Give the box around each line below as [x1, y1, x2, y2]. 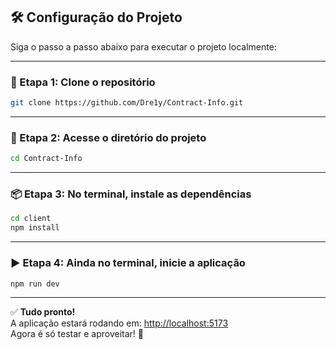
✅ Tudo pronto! [10, 306, 76, 318]
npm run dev [10, 279, 60, 289]
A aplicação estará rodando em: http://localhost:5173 [10, 317, 229, 329]
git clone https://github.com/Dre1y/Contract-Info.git [10, 98, 244, 108]
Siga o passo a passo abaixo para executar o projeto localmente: [10, 40, 277, 53]
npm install [10, 223, 60, 233]
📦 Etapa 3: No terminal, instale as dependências [10, 187, 252, 201]
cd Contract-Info [10, 154, 83, 164]
